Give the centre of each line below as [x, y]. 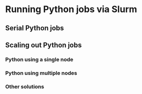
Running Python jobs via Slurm [71, 9]
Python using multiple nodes [41, 73]
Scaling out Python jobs [43, 45]
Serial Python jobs [35, 28]
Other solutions [25, 86]
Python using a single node [39, 59]
